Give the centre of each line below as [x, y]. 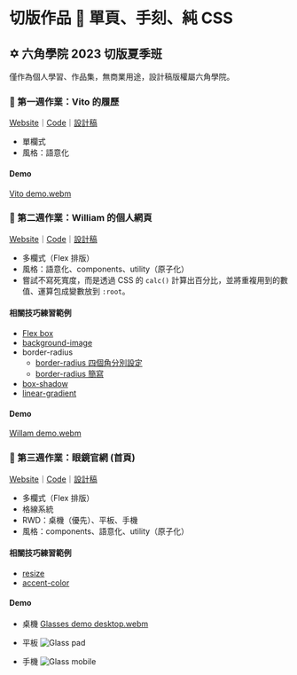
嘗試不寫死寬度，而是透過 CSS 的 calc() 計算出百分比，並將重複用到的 [151, 279]
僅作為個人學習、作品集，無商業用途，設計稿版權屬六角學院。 [122, 77]
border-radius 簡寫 [70, 374]
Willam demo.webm [45, 433]
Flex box [38, 333]
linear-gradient [49, 393]
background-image [57, 343]
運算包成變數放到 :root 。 [84, 291]
